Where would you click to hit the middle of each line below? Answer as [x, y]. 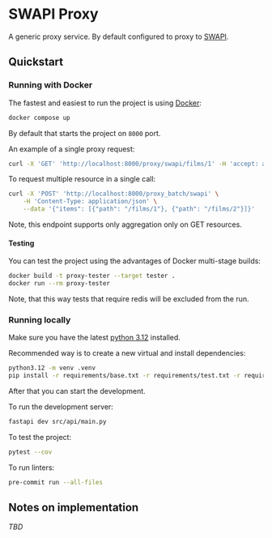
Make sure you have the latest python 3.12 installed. [94, 338]
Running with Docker [51, 85]
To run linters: [32, 468]
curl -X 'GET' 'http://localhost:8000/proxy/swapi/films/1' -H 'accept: [134, 164]
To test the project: [40, 437]
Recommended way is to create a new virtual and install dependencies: [127, 353]
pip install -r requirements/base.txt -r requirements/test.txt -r [125, 376]
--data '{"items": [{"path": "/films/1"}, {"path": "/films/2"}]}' [139, 209]
